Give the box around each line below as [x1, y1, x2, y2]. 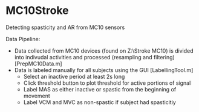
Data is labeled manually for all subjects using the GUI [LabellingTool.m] [14, 66, 194, 73]
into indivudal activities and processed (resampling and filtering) [14, 53, 175, 61]
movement [23, 92, 51, 99]
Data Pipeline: [5, 35, 41, 42]
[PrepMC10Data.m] [14, 60, 62, 67]
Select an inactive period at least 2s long [23, 73, 125, 80]
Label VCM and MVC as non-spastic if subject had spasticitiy [23, 98, 176, 106]
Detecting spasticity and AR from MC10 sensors [5, 24, 125, 31]
